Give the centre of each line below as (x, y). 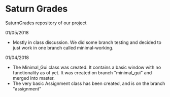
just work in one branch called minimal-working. (63, 47)
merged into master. (33, 78)
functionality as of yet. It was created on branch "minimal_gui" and (82, 72)
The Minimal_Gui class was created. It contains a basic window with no (87, 67)
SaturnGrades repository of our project (46, 23)
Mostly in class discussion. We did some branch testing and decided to (87, 42)
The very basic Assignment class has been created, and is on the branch (89, 83)
